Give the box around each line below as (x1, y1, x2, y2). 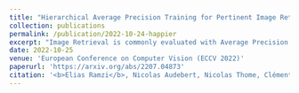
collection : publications (9, 21, 105, 30)
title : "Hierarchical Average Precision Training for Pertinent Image (9, 12, 277, 22)
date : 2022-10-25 (9, 46, 74, 55)
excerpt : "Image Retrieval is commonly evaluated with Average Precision (9, 37, 289, 47)
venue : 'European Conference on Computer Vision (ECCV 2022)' (9, 54, 245, 63)
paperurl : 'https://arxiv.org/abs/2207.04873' (9, 63, 185, 72)
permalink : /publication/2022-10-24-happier (9, 29, 177, 38)
